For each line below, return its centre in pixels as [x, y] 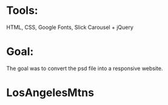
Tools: [22, 11]
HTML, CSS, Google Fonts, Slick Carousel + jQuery [70, 27]
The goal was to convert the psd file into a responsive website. [85, 68]
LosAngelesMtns [50, 93]
